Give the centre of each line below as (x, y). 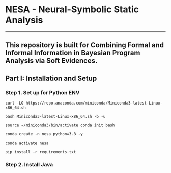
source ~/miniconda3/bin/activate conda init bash (60, 125)
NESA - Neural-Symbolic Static (72, 9)
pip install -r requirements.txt (41, 152)
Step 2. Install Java (29, 164)
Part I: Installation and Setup (51, 78)
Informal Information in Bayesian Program (73, 53)
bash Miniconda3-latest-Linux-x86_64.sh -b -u (55, 117)
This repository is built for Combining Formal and (85, 45)
